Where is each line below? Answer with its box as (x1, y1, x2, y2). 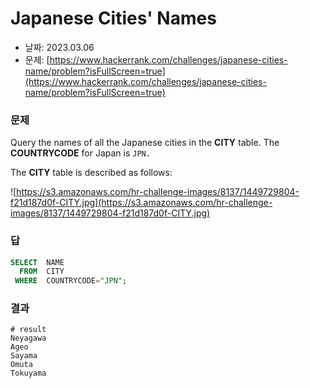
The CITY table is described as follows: (10, 167, 173, 179)
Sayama (10, 351, 38, 361)
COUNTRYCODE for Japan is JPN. (10, 147, 151, 159)
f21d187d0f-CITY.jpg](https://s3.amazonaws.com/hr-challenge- (10, 197, 273, 209)
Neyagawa (10, 333, 47, 344)
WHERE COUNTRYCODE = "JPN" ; (14, 276, 128, 286)
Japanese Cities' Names (10, 7, 217, 30)
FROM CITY (19, 267, 65, 277)
